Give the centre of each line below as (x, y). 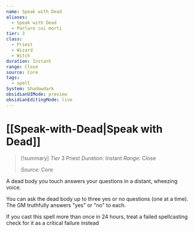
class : (14, 39)
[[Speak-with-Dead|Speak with (84, 129)
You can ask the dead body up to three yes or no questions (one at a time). (97, 198)
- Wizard (22, 50)
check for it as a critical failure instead (53, 223)
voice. (14, 187)
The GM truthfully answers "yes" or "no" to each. (66, 205)
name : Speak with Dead (34, 12)
